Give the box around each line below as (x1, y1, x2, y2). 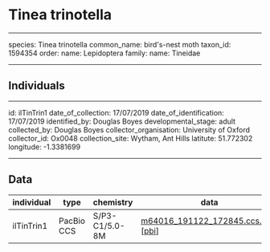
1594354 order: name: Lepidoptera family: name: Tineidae (8, 48, 201, 58)
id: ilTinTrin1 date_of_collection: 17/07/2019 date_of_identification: (8, 108, 225, 117)
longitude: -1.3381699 (8, 142, 81, 152)
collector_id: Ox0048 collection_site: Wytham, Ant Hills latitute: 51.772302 (8, 133, 253, 143)
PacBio (59, 215, 86, 226)
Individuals (8, 79, 66, 93)
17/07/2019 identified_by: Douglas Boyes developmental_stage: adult (8, 116, 235, 126)
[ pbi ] (140, 225, 159, 236)
